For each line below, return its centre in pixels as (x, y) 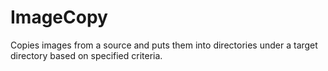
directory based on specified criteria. (86, 55)
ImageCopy (59, 17)
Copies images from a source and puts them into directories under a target (164, 45)
